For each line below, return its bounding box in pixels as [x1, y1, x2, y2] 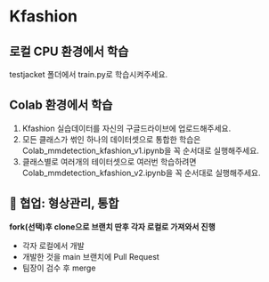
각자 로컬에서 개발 [21, 240, 85, 251]
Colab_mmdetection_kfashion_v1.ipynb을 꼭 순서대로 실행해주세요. [21, 145, 260, 156]
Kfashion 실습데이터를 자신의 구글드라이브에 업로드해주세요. [21, 123, 232, 133]
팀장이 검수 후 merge [21, 262, 96, 273]
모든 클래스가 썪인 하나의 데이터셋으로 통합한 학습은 [21, 133, 201, 144]
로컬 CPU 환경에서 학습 [9, 44, 129, 59]
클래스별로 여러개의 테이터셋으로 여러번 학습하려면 [21, 156, 197, 166]
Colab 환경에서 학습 [9, 98, 113, 113]
